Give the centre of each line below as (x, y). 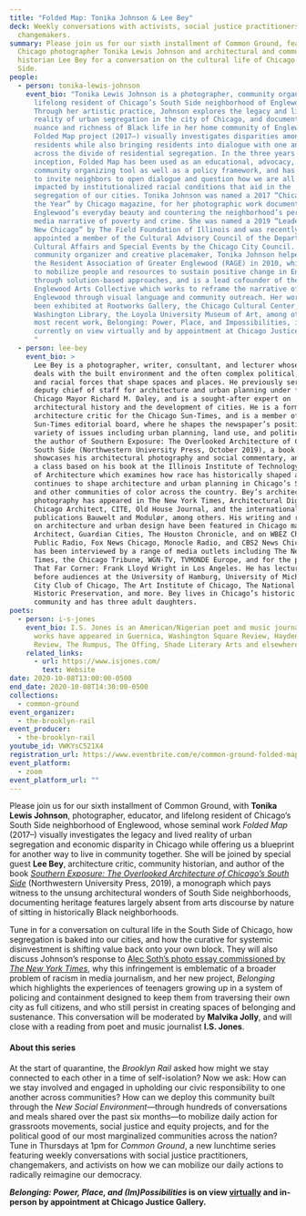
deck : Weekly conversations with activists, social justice (126, 26)
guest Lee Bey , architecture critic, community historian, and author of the (147, 864)
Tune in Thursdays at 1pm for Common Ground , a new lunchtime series (143, 1145)
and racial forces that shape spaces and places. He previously (158, 382)
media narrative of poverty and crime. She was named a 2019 (152, 221)
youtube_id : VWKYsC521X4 (56, 746)
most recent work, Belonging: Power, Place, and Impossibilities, (162, 323)
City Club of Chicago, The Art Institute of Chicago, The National (164, 585)
